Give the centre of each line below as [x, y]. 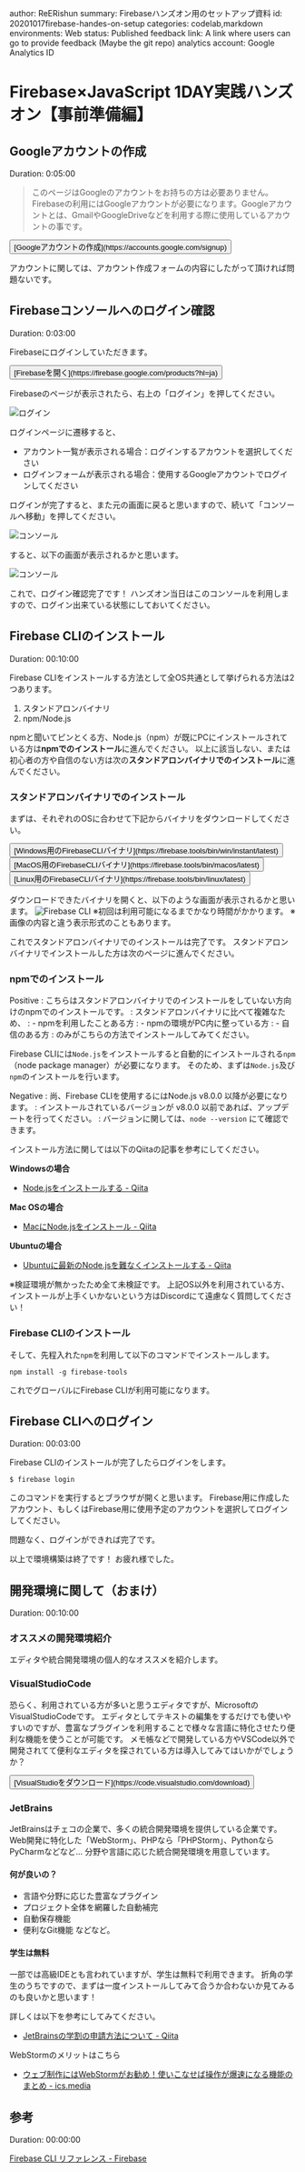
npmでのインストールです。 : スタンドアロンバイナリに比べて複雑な [152, 1012]
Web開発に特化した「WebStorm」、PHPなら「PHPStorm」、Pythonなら [142, 1840]
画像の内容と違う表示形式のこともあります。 [93, 922]
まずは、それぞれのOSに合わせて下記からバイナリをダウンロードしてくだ [146, 818]
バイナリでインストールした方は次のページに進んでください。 [124, 953]
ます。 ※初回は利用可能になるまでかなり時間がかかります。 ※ [152, 911]
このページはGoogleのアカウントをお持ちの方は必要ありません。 [152, 192]
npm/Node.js [47, 718]
